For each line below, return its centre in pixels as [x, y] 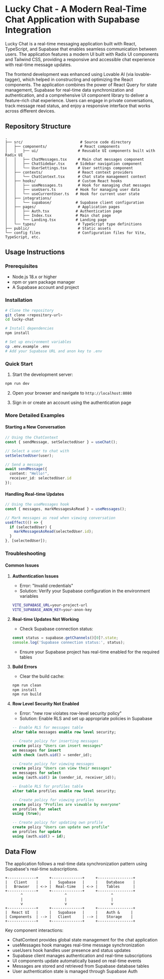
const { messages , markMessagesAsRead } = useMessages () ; [66, 509]
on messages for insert [37, 750]
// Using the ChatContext [32, 437]
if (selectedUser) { [31, 527]
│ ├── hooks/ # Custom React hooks [64, 181]
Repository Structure [38, 127]
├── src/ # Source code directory [68, 142]
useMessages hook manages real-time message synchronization [78, 945]
